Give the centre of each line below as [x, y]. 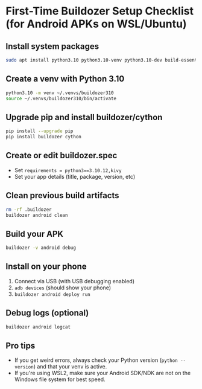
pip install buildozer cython [44, 137]
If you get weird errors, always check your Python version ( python [96, 360]
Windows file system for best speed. [60, 379]
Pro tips [21, 346]
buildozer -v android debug [41, 248]
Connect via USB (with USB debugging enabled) [74, 281]
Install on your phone [46, 267]
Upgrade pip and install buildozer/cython [84, 117]
